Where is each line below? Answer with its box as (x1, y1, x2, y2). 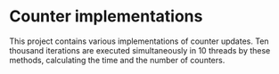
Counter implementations (9, 6, 203, 27)
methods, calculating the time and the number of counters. (9, 54, 226, 65)
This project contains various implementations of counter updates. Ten (9, 36, 269, 46)
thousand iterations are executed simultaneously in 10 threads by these (9, 45, 271, 55)
